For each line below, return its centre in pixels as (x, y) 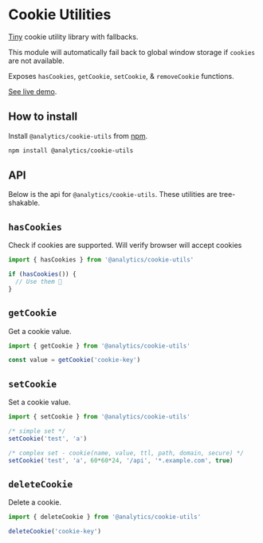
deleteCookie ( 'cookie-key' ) (55, 532)
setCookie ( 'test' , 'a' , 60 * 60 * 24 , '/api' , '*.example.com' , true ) (121, 460)
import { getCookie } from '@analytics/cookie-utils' (100, 346)
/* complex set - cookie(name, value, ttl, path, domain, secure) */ (126, 453)
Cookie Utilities (60, 15)
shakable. (24, 203)
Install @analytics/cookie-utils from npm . (78, 136)
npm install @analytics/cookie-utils (71, 150)
